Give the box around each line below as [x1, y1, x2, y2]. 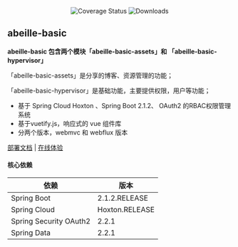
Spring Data [11, 228, 51, 238]
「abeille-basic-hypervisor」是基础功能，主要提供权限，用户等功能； [7, 86, 211, 95]
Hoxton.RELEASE [97, 205, 155, 215]
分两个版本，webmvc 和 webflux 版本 [17, 128, 128, 137]
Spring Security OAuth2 [11, 216, 91, 226]
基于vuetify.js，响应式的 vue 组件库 [17, 119, 122, 127]
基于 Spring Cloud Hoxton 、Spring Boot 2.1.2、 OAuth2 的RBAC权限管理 [17, 101, 232, 110]
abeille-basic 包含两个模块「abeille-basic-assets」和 [7, 47, 167, 56]
